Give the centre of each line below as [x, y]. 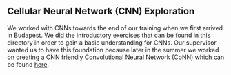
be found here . [28, 64]
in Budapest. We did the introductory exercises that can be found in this [109, 35]
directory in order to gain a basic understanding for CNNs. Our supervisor [112, 42]
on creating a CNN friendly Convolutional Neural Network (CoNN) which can [116, 57]
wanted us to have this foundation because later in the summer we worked [113, 50]
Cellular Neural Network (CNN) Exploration [101, 11]
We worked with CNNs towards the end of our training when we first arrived [115, 28]
